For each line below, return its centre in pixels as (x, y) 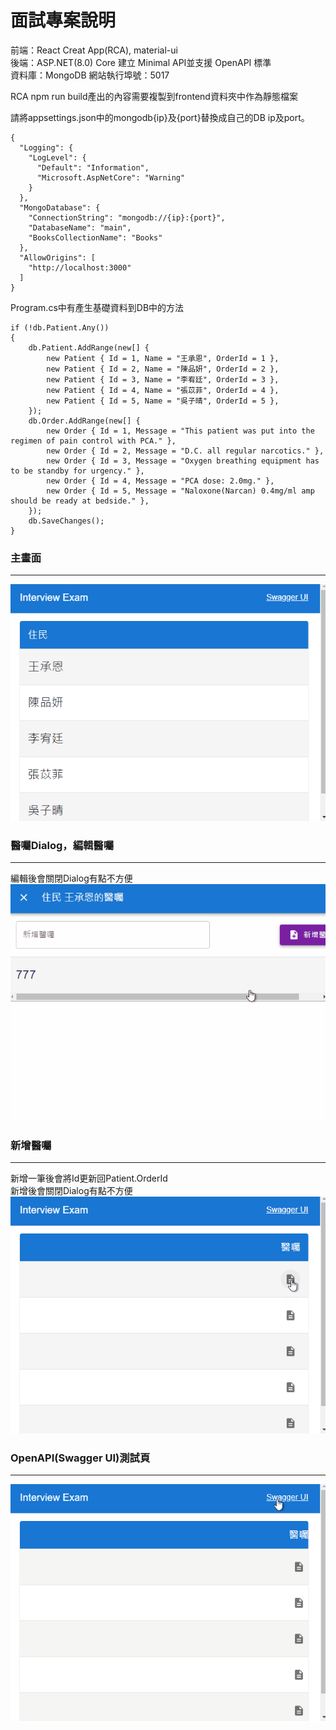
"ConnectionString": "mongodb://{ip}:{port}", (127, 217)
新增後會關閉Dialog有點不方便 (71, 1191)
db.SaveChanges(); (66, 521)
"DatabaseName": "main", (80, 227)
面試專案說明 (63, 20)
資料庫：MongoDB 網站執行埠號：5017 (90, 75)
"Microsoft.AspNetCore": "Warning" (111, 177)
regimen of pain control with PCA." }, (93, 441)
